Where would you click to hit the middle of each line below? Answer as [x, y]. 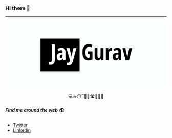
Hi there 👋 [18, 8]
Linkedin [22, 130]
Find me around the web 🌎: [35, 110]
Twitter [20, 125]
